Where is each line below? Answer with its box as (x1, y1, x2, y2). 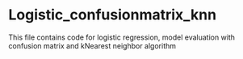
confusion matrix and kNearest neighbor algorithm (8, 40, 176, 50)
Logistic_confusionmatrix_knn (8, 6, 216, 24)
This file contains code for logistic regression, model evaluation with (8, 32, 236, 42)
